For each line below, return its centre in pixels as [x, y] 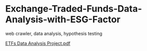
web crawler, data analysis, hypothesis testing [54, 33]
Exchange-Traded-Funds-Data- [74, 9]
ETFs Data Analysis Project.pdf [38, 43]
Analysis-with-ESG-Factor [63, 19]
